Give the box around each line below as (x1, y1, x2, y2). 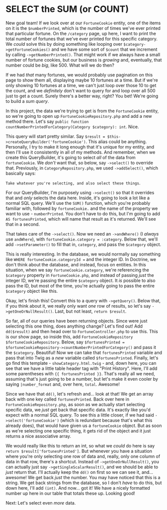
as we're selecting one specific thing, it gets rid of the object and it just (5, 427, 151, 433)
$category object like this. (5, 288, 58, 294)
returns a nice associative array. (5, 433, 72, 439)
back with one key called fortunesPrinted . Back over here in (5, 396, 130, 402)
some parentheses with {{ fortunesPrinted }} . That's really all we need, (5, 370, 156, 376)
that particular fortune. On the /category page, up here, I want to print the (5, 30, 156, 36)
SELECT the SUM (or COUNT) (5, 3, 129, 15)
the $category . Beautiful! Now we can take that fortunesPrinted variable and (5, 349, 162, 355)
